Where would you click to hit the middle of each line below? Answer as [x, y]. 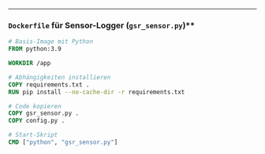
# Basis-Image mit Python [50, 42]
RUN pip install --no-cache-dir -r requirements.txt [97, 92]
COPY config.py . [37, 121]
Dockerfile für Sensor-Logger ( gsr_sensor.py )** [102, 25]
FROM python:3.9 [35, 49]
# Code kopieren [35, 106]
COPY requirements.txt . [49, 84]
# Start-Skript [33, 135]
